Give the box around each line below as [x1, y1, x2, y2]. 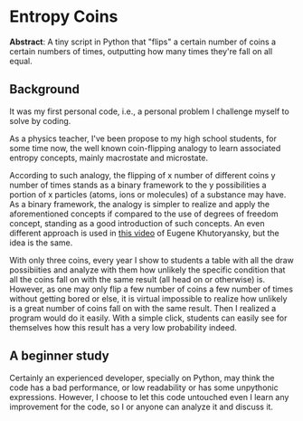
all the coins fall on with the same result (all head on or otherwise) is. [9, 273, 266, 284]
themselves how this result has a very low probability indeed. [9, 321, 238, 332]
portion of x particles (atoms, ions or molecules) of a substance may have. [9, 188, 287, 200]
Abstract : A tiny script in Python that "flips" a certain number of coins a [9, 36, 277, 47]
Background [9, 81, 80, 97]
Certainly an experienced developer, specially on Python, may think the [9, 372, 275, 383]
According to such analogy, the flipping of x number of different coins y [9, 169, 276, 180]
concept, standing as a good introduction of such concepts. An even [9, 217, 265, 228]
